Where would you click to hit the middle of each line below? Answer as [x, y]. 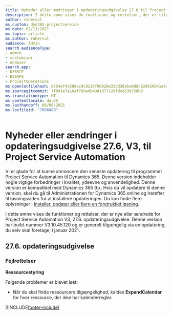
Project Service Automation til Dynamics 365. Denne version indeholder [81, 177]
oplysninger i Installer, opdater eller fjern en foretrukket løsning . [72, 204]
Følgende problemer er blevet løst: [42, 282]
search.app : [18, 67]
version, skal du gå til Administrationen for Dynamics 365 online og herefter [85, 193]
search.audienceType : [28, 48]
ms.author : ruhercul [27, 39]
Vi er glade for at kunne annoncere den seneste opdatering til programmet [84, 171]
